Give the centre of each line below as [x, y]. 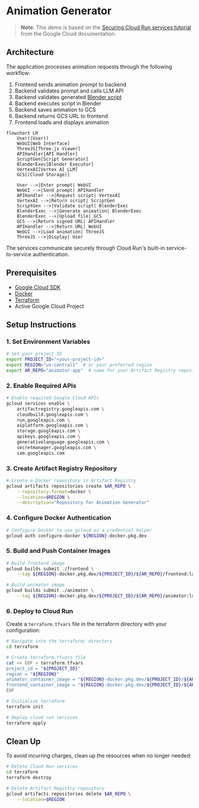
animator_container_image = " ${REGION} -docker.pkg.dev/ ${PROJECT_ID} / [95, 680]
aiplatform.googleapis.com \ [53, 425]
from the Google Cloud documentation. [68, 33]
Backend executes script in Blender [58, 103]
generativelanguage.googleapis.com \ [63, 442]
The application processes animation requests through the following [89, 66]
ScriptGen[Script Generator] [53, 159]
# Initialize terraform [36, 701]
